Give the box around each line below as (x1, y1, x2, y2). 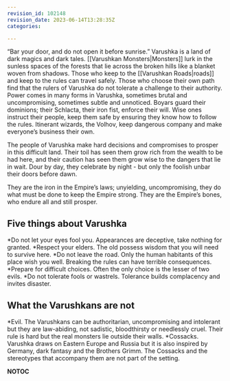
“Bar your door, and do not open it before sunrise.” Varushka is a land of (7, 47, 211, 56)
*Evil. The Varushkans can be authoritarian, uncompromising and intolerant (7, 318, 221, 325)
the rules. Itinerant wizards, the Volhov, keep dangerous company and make (7, 121, 222, 129)
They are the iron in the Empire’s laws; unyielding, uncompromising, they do (7, 183, 222, 192)
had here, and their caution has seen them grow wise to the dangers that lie (7, 156, 221, 164)
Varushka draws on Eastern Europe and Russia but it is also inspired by (7, 340, 208, 347)
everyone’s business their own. (7, 127, 95, 136)
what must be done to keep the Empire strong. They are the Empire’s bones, (7, 190, 222, 199)
